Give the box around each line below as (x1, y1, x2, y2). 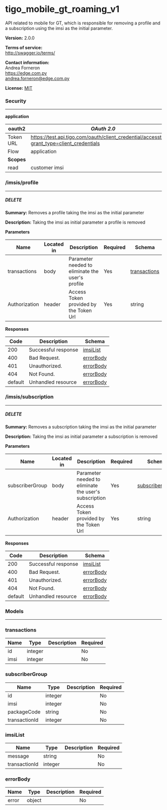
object (26, 797, 42, 804)
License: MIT (5, 85, 33, 91)
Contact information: (5, 59, 50, 65)
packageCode (7, 708, 41, 715)
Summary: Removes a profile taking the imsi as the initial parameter (5, 209, 144, 215)
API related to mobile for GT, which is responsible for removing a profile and (5, 20, 161, 26)
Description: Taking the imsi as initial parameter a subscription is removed (5, 433, 158, 439)
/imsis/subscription (5, 394, 54, 401)
